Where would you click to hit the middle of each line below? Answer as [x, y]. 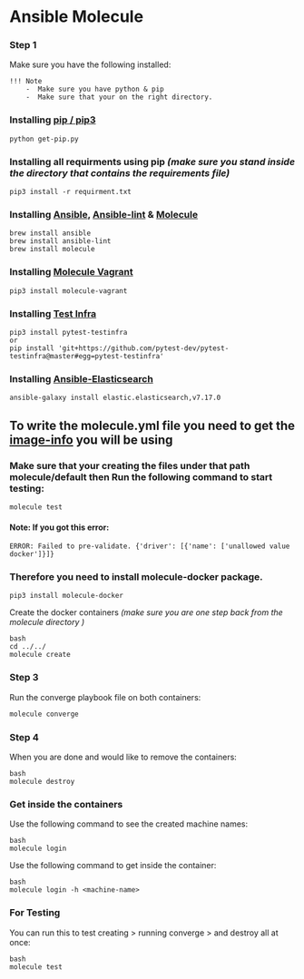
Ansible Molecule [76, 17]
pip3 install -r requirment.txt [70, 192]
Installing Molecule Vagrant [71, 272]
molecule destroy [42, 781]
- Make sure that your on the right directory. [119, 97]
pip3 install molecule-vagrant [69, 291]
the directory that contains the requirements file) [120, 172]
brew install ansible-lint [60, 241]
